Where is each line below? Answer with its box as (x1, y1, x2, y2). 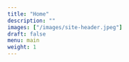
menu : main (7, 37, 40, 44)
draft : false (7, 30, 46, 38)
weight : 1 (7, 43, 37, 51)
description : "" (7, 17, 56, 24)
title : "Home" (7, 10, 50, 18)
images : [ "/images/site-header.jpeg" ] (7, 24, 123, 31)
